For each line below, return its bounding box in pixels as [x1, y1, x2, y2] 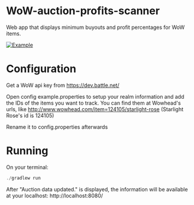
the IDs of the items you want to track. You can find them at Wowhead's [6, 99, 182, 106]
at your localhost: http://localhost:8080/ [6, 192, 104, 199]
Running [6, 144, 48, 158]
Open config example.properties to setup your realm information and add [6, 93, 185, 100]
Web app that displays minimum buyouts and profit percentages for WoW [6, 24, 185, 31]
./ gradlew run [6, 175, 41, 181]
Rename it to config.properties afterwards [6, 123, 108, 131]
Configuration [6, 62, 77, 76]
